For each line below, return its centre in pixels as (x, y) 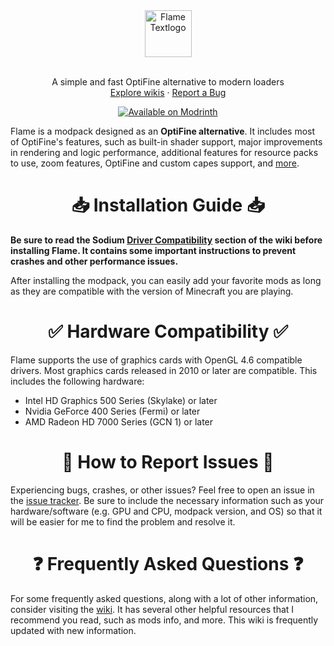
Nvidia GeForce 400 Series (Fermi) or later (112, 411)
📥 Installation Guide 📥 (168, 205)
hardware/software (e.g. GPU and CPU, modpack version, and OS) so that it (166, 511)
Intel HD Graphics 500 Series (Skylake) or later (121, 400)
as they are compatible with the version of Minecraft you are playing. (152, 291)
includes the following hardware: (77, 381)
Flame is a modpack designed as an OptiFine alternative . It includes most (163, 131)
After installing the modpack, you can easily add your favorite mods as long (166, 280)
